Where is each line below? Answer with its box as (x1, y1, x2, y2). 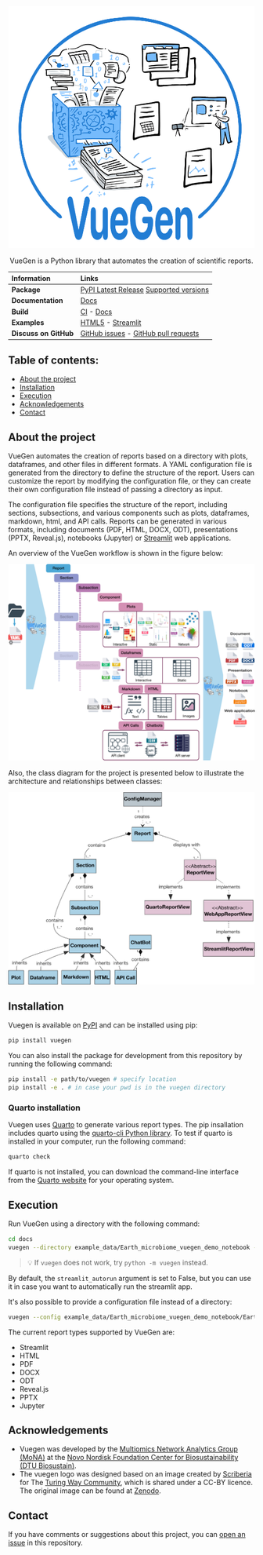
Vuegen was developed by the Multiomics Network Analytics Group (19, 1444, 239, 1454)
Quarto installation (8, 1102, 81, 1113)
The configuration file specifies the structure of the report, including (8, 500, 229, 509)
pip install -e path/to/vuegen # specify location (8, 1075, 177, 1083)
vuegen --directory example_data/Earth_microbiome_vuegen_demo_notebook (8, 1243, 250, 1251)
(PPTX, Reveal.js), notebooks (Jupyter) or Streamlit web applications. (8, 533, 232, 543)
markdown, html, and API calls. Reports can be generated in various (8, 517, 227, 526)
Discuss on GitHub (11, 329, 74, 338)
